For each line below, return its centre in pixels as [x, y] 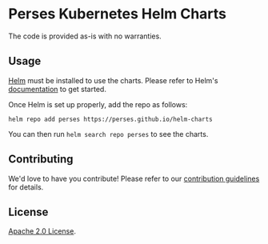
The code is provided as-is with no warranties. [85, 36]
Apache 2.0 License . [42, 231]
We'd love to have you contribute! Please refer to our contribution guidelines [134, 178]
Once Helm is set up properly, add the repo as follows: [98, 104]
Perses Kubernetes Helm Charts [117, 14]
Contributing [41, 160]
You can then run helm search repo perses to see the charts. [108, 134]
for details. [26, 187]
